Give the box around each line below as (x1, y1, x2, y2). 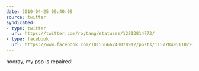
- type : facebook (6, 36, 49, 42)
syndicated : (6, 20, 36, 25)
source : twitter (6, 14, 46, 20)
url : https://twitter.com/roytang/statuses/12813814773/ (11, 31, 155, 37)
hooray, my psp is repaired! (6, 57, 73, 65)
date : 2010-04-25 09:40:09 (6, 8, 73, 15)
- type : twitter (6, 25, 46, 31)
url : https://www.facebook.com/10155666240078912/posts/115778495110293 (11, 42, 195, 48)
